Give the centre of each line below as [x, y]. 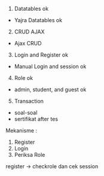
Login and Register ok [41, 55]
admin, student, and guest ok [50, 89]
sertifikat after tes [36, 119]
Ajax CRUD [28, 43]
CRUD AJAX [30, 32]
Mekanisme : [21, 130]
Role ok [24, 78]
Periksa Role [30, 155]
